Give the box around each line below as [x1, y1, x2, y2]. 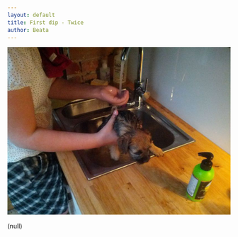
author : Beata [7, 26, 50, 33]
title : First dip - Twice [7, 18, 84, 26]
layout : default [7, 11, 55, 18]
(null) [7, 222, 23, 231]
